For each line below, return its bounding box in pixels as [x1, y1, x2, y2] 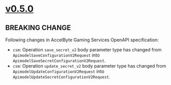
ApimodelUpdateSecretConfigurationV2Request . [12, 74, 111, 79]
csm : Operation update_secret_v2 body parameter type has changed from [12, 63, 166, 69]
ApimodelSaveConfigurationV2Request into [12, 52, 100, 58]
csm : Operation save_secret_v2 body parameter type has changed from [12, 47, 162, 52]
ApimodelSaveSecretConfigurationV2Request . [12, 58, 106, 64]
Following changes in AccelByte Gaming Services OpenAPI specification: [5, 37, 159, 43]
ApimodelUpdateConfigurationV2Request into [12, 68, 105, 74]
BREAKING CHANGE [5, 23, 71, 32]
